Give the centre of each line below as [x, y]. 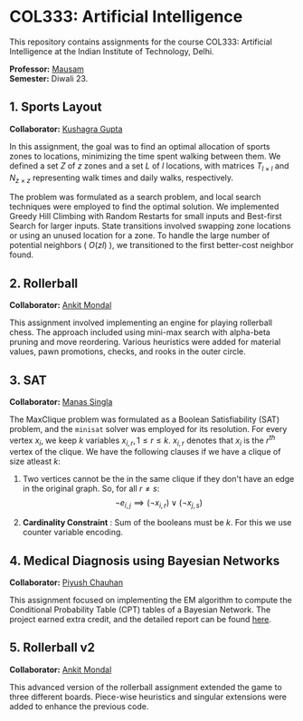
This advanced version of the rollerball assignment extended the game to [146, 687]
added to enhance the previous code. [79, 706]
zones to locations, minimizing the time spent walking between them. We [145, 156]
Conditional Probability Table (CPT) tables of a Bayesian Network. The [140, 610]
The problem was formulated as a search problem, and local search [135, 197]
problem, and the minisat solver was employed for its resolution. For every [148, 428]
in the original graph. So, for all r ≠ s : [91, 489]
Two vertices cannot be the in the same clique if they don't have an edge [158, 479]
